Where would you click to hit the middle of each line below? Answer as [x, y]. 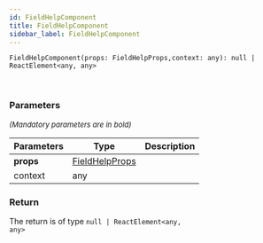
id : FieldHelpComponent [53, 17]
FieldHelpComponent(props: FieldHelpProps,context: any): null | [132, 59]
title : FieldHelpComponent [59, 26]
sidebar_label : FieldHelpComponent [75, 34]
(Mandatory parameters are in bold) [70, 124]
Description [170, 145]
